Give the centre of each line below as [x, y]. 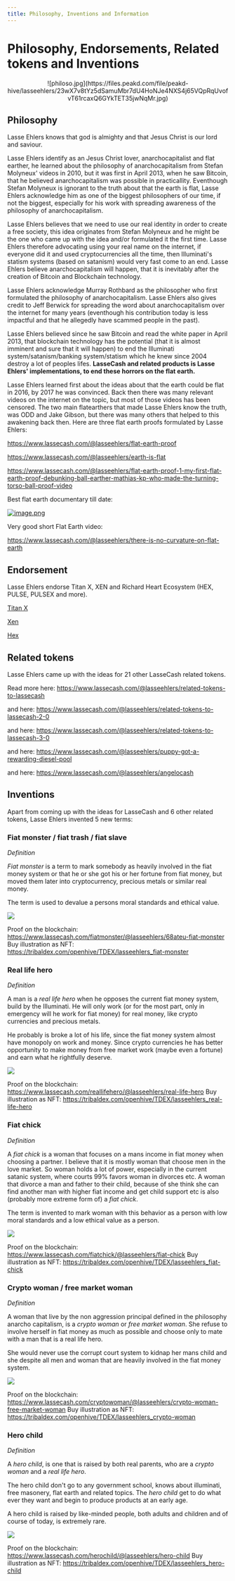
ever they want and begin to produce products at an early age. [98, 1500]
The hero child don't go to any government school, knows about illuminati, [115, 1485]
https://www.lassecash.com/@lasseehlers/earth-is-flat [87, 457]
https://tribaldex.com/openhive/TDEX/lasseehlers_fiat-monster [98, 952]
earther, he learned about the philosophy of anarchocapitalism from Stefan [115, 165]
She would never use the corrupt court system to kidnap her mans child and [117, 1352]
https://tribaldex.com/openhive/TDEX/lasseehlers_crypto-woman [102, 1417]
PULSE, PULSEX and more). [47, 594]
